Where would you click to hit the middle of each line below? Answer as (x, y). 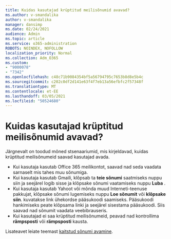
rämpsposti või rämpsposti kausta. (50, 222)
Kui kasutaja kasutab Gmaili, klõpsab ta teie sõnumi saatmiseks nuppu (87, 178)
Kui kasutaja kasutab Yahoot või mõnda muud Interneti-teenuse (80, 189)
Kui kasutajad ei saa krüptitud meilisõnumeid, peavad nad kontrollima (86, 216)
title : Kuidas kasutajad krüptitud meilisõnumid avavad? (68, 10)
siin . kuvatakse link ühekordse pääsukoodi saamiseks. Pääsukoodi (83, 200)
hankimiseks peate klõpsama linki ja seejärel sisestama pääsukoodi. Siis (89, 205)
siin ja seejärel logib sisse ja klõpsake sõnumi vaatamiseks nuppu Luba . (89, 183)
